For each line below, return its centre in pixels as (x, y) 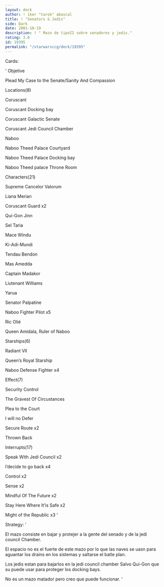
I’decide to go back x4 (28, 466)
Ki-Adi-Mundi (19, 244)
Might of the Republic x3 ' (32, 515)
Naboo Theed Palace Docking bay (40, 157)
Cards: (12, 61)
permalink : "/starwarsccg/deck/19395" (45, 47)
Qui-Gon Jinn (19, 215)
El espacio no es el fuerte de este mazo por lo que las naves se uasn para (81, 549)
